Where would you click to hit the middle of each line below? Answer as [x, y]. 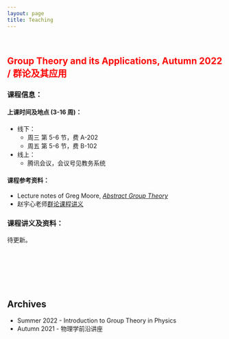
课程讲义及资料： [35, 224]
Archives [27, 304]
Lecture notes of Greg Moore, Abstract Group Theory [92, 196]
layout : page [26, 13]
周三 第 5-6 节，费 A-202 [62, 137]
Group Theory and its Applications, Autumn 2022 [115, 61]
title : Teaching [30, 20]
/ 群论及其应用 [37, 73]
